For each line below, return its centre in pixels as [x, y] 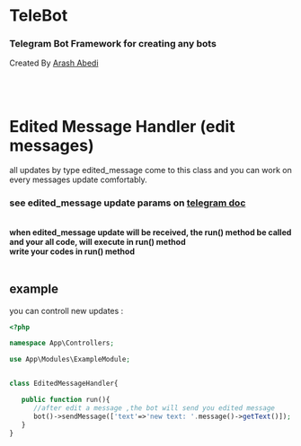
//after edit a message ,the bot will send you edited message [154, 408]
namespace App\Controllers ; [62, 343]
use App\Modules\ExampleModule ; [70, 360]
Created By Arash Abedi [54, 63]
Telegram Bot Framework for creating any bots [113, 44]
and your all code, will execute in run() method [97, 241]
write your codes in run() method [72, 251]
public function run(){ [66, 400]
